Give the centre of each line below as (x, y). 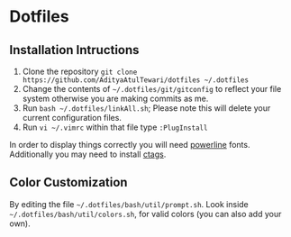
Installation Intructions (74, 50)
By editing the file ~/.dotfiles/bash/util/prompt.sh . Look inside (129, 204)
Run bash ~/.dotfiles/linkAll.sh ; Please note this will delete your (146, 108)
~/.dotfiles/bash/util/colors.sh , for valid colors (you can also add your (145, 214)
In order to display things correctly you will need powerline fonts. (130, 145)
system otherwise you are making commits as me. (115, 98)
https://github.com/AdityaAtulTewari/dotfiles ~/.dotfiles (136, 80)
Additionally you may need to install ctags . (88, 154)
